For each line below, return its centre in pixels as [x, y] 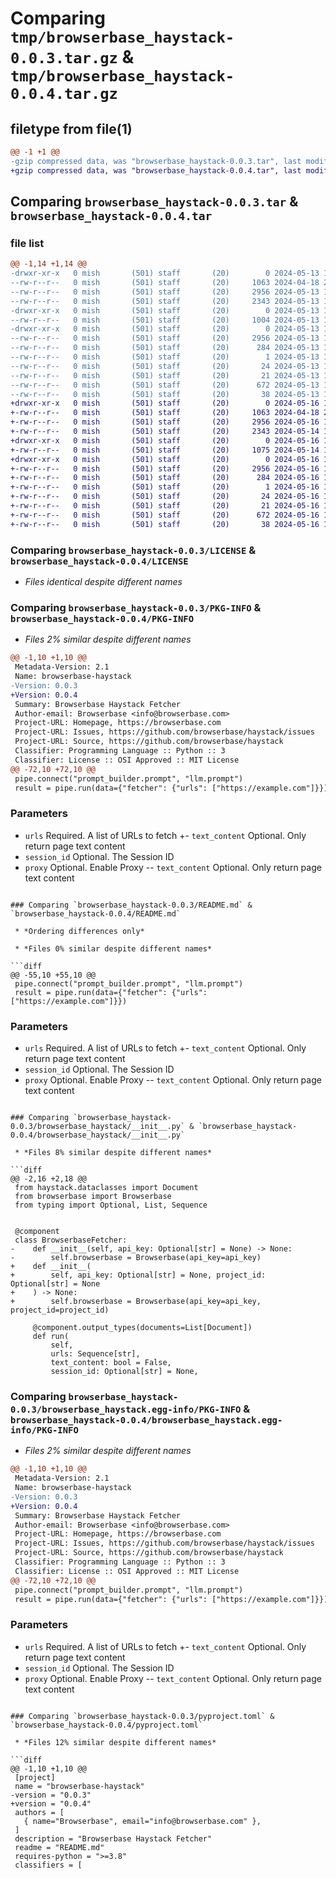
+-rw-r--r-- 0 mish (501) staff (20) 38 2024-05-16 [165, 524]
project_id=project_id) [60, 1310]
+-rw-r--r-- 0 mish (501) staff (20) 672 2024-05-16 [165, 515]
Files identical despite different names [103, 581]
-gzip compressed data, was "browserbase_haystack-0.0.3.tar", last [156, 161]
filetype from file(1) [71, 128]
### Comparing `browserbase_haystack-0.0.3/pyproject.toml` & [142, 1716]
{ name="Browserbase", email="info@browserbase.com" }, [142, 1821]
